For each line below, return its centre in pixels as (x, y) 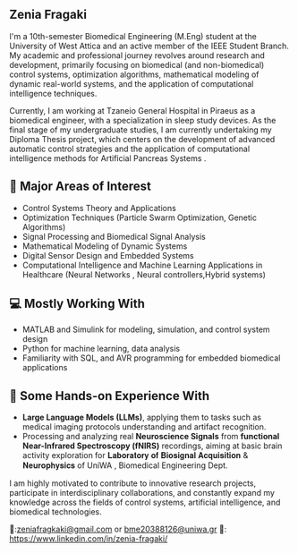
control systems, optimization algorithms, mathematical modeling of (134, 74)
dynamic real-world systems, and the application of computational (132, 83)
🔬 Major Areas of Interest (81, 187)
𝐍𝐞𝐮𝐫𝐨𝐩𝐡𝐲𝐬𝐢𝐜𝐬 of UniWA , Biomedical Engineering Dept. (125, 465)
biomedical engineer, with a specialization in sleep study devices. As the (143, 120)
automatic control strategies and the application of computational (130, 149)
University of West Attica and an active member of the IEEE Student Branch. (149, 46)
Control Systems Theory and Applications (99, 208)
